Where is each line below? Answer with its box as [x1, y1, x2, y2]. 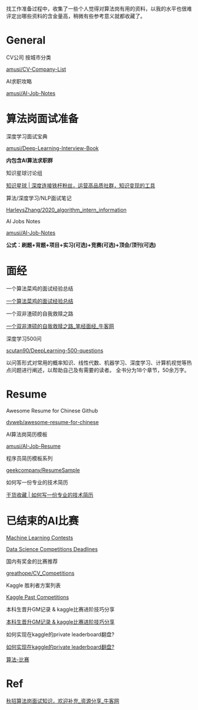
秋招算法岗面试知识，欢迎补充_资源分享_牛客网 [6, 697, 120, 704]
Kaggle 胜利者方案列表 [6, 581, 61, 589]
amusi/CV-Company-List [6, 66, 67, 73]
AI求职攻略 [6, 77, 32, 84]
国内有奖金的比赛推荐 [6, 558, 58, 565]
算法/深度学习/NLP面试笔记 [6, 194, 72, 201]
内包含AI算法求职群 [6, 157, 53, 164]
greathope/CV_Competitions [6, 569, 75, 577]
